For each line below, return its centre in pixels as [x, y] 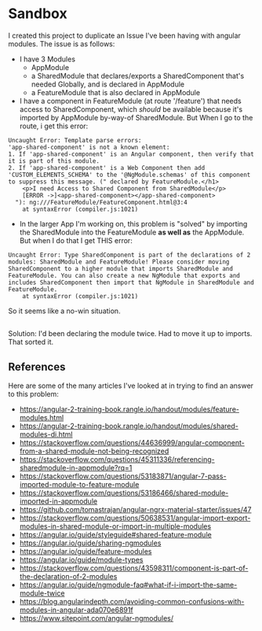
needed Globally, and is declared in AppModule [108, 84]
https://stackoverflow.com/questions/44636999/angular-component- [132, 443]
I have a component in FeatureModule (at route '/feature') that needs [130, 101]
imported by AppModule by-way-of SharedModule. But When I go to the [136, 117]
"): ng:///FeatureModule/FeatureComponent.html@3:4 [102, 202]
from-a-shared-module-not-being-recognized [94, 451]
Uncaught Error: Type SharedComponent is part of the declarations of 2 [129, 255]
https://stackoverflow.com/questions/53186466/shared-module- [124, 493]
